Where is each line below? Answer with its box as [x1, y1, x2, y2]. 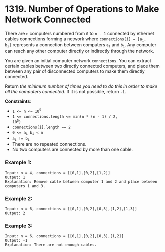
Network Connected [5, 14, 91, 25]
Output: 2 [5, 211, 26, 216]
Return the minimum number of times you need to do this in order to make [5, 83, 157, 89]
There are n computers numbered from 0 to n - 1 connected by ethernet [5, 30, 155, 36]
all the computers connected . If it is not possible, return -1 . [5, 88, 126, 94]
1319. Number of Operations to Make [5, 3, 159, 15]
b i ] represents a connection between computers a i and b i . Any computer [5, 42, 157, 48]
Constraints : [5, 98, 31, 104]
